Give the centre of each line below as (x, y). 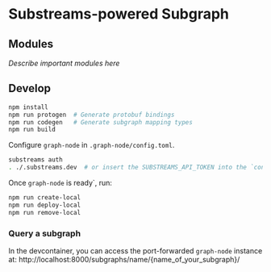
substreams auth (35, 160)
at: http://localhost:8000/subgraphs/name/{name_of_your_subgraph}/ (124, 259)
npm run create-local (45, 198)
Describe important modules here (64, 63)
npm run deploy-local (45, 205)
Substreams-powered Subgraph (119, 14)
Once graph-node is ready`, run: (60, 183)
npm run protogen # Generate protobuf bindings (92, 115)
